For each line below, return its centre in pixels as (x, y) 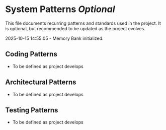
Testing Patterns (32, 110)
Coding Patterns (31, 54)
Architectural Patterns (41, 82)
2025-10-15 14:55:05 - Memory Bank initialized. (55, 38)
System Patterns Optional (60, 9)
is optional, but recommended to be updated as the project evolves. (75, 28)
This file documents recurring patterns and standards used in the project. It (83, 23)
